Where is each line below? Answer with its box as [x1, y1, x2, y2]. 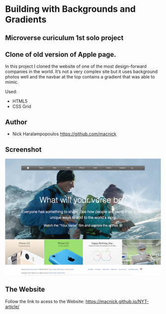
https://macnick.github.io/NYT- [85, 298, 149, 304]
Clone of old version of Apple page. [5, 50, 117, 59]
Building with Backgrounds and [5, 3, 136, 15]
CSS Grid [12, 104, 31, 110]
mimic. [5, 79, 19, 85]
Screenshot [5, 145, 42, 154]
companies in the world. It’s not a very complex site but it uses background [5, 69, 158, 75]
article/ [5, 304, 20, 310]
